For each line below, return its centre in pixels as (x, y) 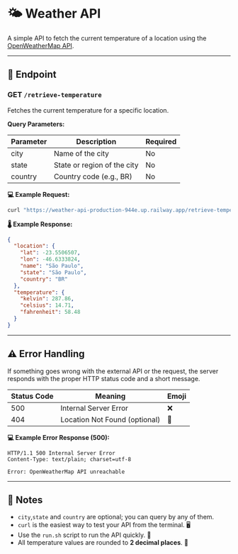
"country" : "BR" (44, 279)
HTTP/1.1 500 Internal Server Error (61, 453)
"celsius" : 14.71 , (47, 305)
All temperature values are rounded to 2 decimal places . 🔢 (103, 543)
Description (96, 141)
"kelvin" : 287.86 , (47, 299)
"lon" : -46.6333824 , (50, 259)
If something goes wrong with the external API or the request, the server (113, 371)
